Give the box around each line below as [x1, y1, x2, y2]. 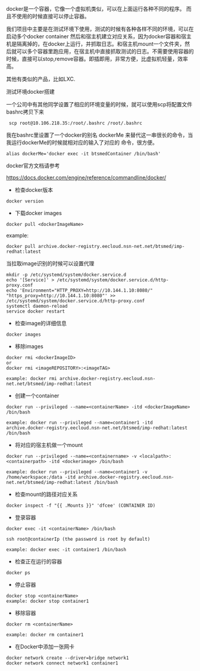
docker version [6, 198, 44, 204]
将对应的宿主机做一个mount [14, 442, 83, 448]
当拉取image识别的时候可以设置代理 [6, 260, 95, 267]
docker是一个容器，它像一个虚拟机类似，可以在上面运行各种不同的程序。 [6, 5, 185, 12]
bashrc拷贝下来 [6, 108, 45, 115]
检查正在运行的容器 [14, 558, 62, 565]
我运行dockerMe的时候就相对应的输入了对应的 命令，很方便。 [6, 139, 158, 146]
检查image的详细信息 [14, 320, 67, 327]
